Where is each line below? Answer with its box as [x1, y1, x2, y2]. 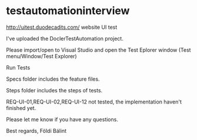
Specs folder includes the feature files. [6, 75, 100, 82]
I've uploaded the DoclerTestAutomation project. [6, 35, 123, 42]
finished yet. [6, 104, 36, 111]
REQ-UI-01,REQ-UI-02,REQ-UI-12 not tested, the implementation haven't [6, 98, 182, 105]
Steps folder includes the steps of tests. [6, 86, 103, 94]
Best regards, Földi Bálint [6, 127, 66, 134]
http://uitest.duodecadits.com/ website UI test [6, 24, 118, 31]
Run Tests [6, 64, 31, 71]
